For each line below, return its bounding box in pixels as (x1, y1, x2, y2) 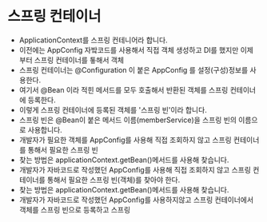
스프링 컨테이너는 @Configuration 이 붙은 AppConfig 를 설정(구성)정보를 (18, 65, 249, 74)
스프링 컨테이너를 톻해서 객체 (34, 55, 125, 65)
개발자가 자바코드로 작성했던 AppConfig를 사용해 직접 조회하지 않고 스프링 (18, 165, 251, 174)
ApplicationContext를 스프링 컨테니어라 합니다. (18, 35, 169, 45)
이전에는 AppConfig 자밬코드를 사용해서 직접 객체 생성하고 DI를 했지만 (18, 45, 239, 54)
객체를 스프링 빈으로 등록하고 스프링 (18, 204, 131, 214)
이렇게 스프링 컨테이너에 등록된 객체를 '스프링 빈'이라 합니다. (18, 105, 207, 114)
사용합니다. (27, 125, 63, 134)
